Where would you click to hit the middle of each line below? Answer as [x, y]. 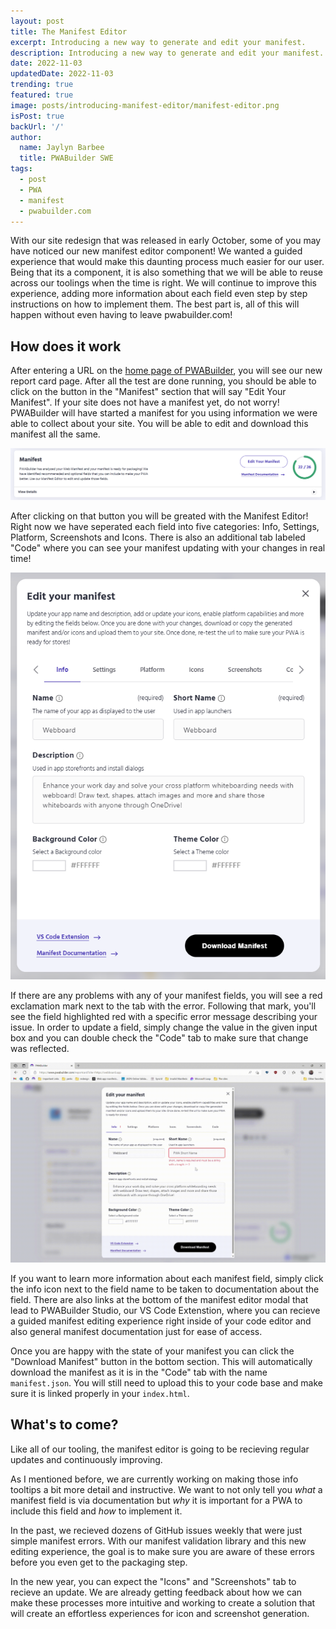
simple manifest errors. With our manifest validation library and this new [158, 1541]
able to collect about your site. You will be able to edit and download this [159, 424]
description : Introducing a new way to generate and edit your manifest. [167, 53]
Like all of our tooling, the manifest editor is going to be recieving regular [160, 1449]
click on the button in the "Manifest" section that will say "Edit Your [148, 392]
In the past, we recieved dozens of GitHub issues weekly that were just [156, 1530]
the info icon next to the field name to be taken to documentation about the [165, 1289]
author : [26, 137]
